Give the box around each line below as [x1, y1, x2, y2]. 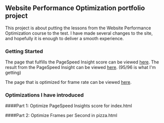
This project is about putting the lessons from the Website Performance [5, 25, 151, 31]
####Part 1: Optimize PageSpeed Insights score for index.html [5, 103, 132, 109]
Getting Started [5, 48, 43, 55]
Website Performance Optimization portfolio [5, 4, 145, 12]
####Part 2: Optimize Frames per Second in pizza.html [5, 113, 117, 119]
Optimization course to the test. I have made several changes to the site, [5, 30, 153, 36]
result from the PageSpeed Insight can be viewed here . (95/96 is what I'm [5, 64, 156, 70]
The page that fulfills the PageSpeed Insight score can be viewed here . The [5, 59, 160, 65]
